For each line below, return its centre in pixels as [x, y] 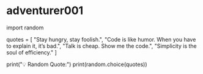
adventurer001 [45, 11]
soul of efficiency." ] [31, 52]
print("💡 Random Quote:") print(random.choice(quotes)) [77, 64]
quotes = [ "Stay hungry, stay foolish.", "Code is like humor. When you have [101, 39]
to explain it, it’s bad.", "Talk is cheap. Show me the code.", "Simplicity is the [102, 46]
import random [25, 28]
